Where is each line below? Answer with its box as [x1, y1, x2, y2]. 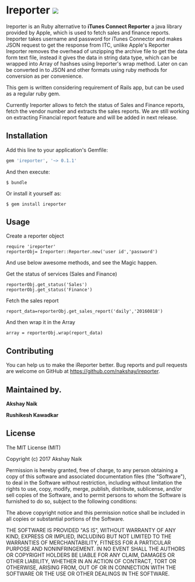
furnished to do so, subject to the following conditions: [6, 498, 137, 505]
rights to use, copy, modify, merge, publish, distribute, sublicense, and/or [6, 485, 182, 492]
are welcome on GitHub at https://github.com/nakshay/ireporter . [6, 368, 161, 375]
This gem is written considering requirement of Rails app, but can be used [6, 84, 184, 91]
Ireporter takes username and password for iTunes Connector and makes [6, 35, 183, 42]
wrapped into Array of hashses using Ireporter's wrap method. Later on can [6, 60, 188, 67]
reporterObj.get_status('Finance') [6, 287, 93, 293]
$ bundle [6, 180, 27, 185]
